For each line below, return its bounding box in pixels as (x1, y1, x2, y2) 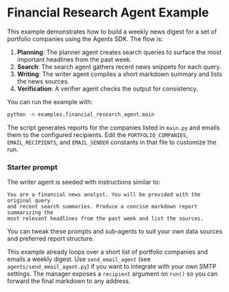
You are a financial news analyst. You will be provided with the (7, 191, 201, 198)
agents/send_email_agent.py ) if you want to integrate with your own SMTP (7, 263, 217, 271)
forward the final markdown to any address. (7, 277, 131, 285)
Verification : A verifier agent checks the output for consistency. (16, 84, 199, 93)
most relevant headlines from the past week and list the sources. (7, 215, 204, 222)
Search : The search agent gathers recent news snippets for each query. (16, 62, 221, 71)
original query (7, 197, 51, 204)
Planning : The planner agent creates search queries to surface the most (16, 48, 221, 56)
